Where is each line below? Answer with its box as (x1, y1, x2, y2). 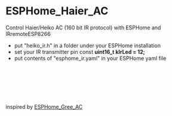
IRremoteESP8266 (5, 30, 51, 37)
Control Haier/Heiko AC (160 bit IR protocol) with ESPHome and (5, 24, 161, 31)
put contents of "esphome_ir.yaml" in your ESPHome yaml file (14, 54, 167, 62)
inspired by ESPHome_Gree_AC (5, 103, 83, 110)
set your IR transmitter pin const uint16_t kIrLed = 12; (14, 48, 146, 55)
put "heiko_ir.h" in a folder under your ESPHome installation (14, 42, 161, 49)
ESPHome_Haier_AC (5, 4, 109, 18)
